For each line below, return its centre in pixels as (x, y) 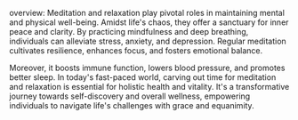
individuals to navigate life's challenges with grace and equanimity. (132, 105)
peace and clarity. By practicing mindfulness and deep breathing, (129, 32)
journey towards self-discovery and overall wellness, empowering (130, 96)
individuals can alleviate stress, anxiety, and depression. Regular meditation (148, 41)
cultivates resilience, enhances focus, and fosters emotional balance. (136, 51)
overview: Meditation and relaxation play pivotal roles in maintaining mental (147, 13)
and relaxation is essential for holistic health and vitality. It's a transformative (149, 87)
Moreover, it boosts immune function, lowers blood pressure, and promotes (147, 68)
